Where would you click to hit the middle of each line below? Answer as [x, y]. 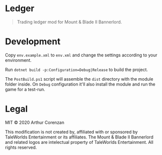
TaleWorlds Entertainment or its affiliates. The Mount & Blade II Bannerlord [79, 137]
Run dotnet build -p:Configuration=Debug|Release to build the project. [77, 69]
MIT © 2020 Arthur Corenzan [35, 122]
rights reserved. [21, 147]
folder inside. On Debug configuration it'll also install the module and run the [80, 84]
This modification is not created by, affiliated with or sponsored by [71, 132]
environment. [18, 60]
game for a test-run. [25, 89]
